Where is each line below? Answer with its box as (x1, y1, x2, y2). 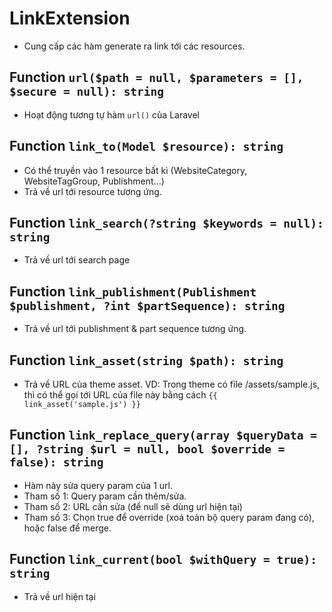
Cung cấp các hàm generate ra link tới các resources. (23, 40, 246, 52)
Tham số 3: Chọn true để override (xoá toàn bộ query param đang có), (23, 511, 315, 523)
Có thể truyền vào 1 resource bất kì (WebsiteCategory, (23, 164, 248, 176)
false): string (9, 455, 104, 470)
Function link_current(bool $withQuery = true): (9, 551, 317, 568)
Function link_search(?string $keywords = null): (9, 214, 324, 231)
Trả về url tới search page (23, 254, 131, 266)
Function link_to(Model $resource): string (9, 138, 284, 155)
